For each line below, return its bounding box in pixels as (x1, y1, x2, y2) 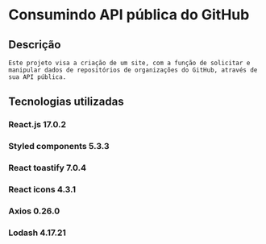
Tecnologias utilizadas (8, 95, 124, 109)
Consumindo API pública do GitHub (8, 6, 250, 24)
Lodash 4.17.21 (8, 227, 67, 238)
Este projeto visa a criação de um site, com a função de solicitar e (8, 59, 251, 67)
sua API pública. (8, 73, 67, 81)
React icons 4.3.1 (8, 184, 77, 195)
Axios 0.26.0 (8, 205, 60, 217)
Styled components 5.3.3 (8, 141, 110, 152)
